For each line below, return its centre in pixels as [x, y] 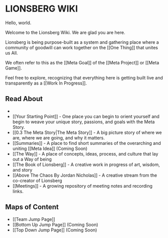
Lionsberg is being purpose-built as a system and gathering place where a [82, 42]
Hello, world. [18, 23]
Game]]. [14, 68]
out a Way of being [32, 159]
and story [22, 170]
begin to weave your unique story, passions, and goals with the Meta [83, 122]
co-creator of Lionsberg [37, 180]
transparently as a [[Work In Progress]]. [46, 83]
